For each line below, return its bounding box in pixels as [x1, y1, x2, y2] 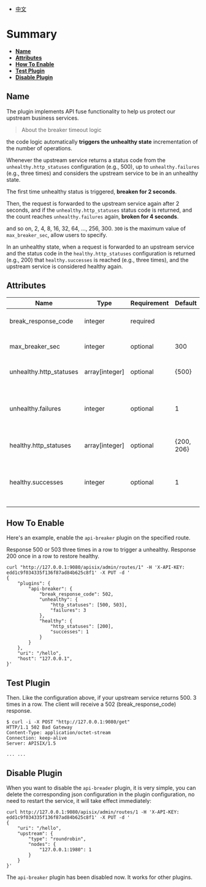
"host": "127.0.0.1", [17, 656, 72, 662]
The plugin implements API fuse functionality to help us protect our [6, 107, 176, 115]
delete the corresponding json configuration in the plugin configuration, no [6, 791, 195, 798]
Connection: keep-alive [6, 735, 67, 742]
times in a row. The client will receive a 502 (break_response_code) [6, 700, 177, 708]
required [130, 317, 155, 325]
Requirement [130, 298, 169, 307]
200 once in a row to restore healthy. [6, 552, 100, 560]
